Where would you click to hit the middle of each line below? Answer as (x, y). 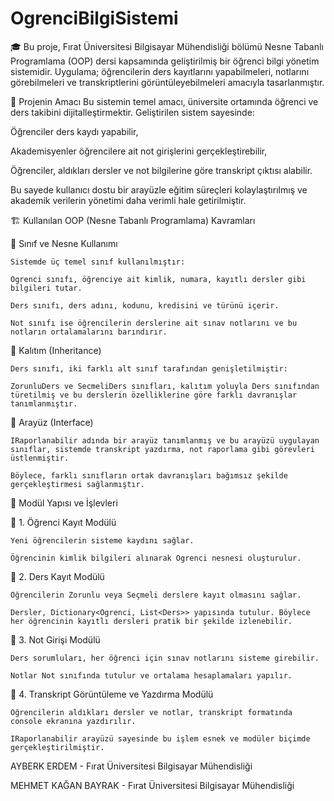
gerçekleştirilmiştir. (57, 747)
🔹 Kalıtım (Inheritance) (56, 350)
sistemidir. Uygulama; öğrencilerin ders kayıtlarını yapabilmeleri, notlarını (160, 71)
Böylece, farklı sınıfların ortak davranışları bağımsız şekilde (149, 475)
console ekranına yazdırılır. (73, 721)
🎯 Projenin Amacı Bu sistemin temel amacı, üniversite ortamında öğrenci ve (164, 101)
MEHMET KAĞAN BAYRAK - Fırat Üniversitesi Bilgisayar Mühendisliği (152, 785)
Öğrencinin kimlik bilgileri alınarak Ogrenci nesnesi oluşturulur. (156, 558)
